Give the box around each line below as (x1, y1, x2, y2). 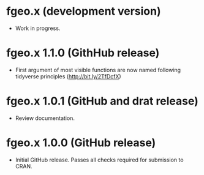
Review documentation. (15, 114, 75, 122)
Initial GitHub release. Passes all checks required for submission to (15, 156, 184, 163)
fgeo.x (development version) (6, 4, 161, 18)
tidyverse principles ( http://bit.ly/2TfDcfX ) (15, 72, 121, 80)
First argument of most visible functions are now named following (15, 66, 181, 73)
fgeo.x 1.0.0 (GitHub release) (6, 136, 156, 149)
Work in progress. (15, 24, 61, 32)
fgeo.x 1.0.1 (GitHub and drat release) (6, 94, 199, 108)
